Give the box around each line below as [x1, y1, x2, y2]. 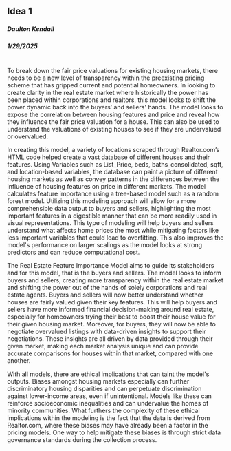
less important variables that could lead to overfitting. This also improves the [7, 233, 224, 242]
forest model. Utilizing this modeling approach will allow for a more [7, 196, 197, 205]
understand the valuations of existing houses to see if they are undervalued [7, 125, 221, 133]
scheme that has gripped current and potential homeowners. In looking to [7, 81, 216, 89]
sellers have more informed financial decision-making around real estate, [7, 305, 214, 313]
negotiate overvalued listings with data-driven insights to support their [7, 327, 206, 335]
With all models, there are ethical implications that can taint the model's [7, 370, 210, 378]
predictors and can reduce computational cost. [7, 248, 140, 256]
